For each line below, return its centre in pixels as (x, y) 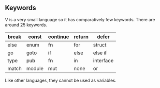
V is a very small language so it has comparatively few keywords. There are (80, 19)
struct (100, 44)
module (35, 68)
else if (100, 53)
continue (58, 37)
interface (103, 60)
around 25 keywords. (26, 25)
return (81, 37)
